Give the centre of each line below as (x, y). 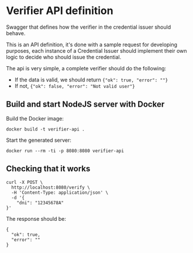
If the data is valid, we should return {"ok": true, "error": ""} (91, 80)
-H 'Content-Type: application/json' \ (60, 192)
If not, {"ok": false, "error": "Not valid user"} (75, 86)
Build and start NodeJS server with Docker (85, 105)
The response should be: (36, 218)
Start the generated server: (39, 140)
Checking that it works (48, 169)
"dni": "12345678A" (40, 203)
